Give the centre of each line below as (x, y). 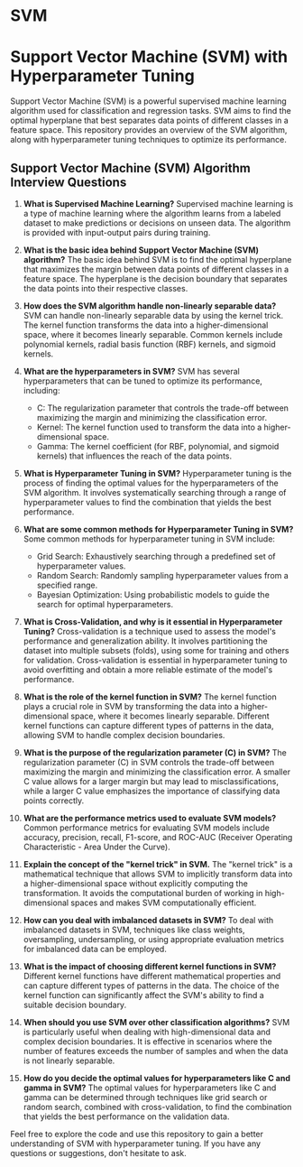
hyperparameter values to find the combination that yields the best (147, 502)
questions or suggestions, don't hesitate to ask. (99, 1153)
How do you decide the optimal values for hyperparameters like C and (157, 1078)
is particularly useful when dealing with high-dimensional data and (147, 1032)
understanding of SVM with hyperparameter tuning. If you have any (135, 1144)
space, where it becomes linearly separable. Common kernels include (153, 334)
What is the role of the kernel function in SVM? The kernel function (150, 697)
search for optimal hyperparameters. (105, 604)
